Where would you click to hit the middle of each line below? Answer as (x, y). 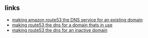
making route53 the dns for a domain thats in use (62, 25)
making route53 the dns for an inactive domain (60, 30)
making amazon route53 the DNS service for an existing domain (77, 19)
